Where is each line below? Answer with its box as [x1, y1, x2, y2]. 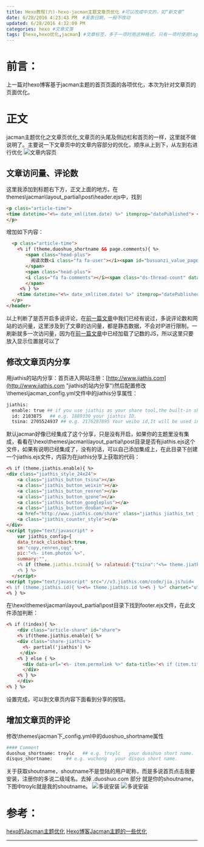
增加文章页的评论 [6, 715, 70, 725]
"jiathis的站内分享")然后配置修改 [66, 382, 146, 389]
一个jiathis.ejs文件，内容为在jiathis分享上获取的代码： [6, 453, 140, 460]
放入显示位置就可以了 [6, 337, 59, 345]
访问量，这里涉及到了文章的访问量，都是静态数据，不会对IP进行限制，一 [16, 322, 197, 329]
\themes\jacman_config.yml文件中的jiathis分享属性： [6, 389, 138, 396]
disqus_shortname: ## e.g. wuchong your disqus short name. [6, 756, 178, 762]
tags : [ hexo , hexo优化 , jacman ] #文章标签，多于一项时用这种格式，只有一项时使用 [6, 32, 190, 38]
